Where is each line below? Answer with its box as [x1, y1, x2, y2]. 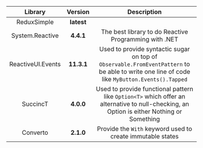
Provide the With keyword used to [97, 125, 192, 133]
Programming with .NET [111, 35, 179, 43]
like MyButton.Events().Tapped [101, 75, 188, 83]
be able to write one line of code [98, 67, 190, 76]
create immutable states [110, 132, 179, 140]
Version [66, 8, 89, 16]
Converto [22, 129, 48, 137]
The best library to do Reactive [100, 28, 188, 35]
